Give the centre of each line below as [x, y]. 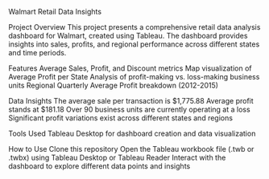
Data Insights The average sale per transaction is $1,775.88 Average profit [131, 101]
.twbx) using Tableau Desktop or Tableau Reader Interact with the [117, 157]
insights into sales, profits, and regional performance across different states [134, 44]
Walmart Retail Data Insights [55, 12]
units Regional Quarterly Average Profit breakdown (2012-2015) [114, 85]
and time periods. [37, 53]
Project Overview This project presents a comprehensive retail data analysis [134, 27]
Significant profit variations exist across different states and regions [121, 118]
